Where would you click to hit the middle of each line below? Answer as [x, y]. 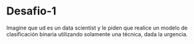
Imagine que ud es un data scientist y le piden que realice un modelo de [97, 28]
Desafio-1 [32, 11]
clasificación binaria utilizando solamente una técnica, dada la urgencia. [97, 34]
